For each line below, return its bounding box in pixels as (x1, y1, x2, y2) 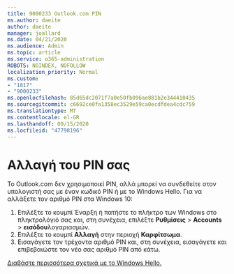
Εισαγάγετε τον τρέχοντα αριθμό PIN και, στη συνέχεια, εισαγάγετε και (17, 238, 227, 246)
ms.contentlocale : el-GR (7, 114, 80, 121)
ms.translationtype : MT (7, 107, 77, 114)
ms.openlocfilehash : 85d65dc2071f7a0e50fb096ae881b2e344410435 (7, 95, 196, 102)
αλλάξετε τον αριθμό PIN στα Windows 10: (7, 195, 133, 203)
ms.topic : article (7, 50, 61, 56)
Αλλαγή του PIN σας (7, 157, 131, 173)
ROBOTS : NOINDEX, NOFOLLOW (7, 62, 86, 69)
